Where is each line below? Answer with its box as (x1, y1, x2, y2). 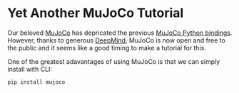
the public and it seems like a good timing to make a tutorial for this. (7, 43, 207, 52)
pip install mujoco (7, 78, 66, 86)
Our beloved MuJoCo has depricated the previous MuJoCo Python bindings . (7, 28, 233, 37)
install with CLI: (7, 65, 52, 73)
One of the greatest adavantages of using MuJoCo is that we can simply (7, 57, 220, 65)
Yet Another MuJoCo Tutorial (7, 5, 184, 21)
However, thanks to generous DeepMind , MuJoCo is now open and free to (7, 35, 226, 44)
